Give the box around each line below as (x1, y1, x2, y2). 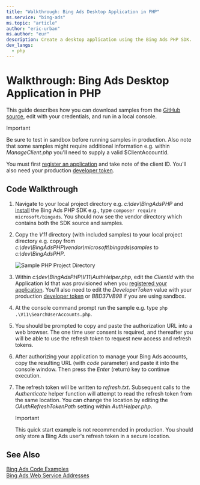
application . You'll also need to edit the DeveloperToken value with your (14, 286, 192, 293)
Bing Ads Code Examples (6, 466, 69, 473)
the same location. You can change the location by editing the (14, 396, 168, 403)
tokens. (14, 341, 34, 348)
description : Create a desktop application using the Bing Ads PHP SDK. (6, 37, 192, 43)
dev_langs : (6, 43, 34, 49)
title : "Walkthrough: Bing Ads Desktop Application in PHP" (6, 8, 160, 15)
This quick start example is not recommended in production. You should (14, 426, 193, 433)
